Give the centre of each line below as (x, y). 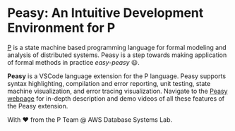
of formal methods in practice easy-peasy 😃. (73, 62)
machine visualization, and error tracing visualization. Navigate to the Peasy (117, 91)
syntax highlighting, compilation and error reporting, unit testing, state (109, 83)
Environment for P (61, 28)
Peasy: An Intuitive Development (106, 13)
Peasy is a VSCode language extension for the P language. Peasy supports (117, 76)
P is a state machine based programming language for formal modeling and (117, 47)
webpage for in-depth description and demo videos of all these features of (116, 98)
